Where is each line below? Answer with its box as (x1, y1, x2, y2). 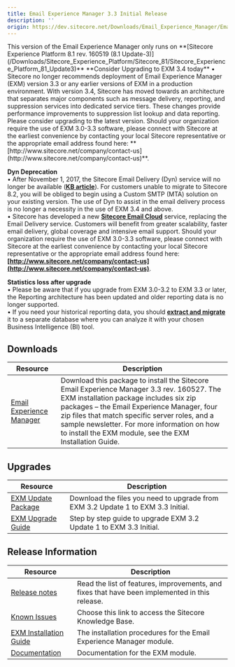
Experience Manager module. (76, 636, 174, 646)
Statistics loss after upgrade (7, 278, 92, 287)
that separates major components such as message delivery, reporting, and (7, 95, 225, 103)
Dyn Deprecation (7, 167, 58, 176)
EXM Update (10, 493, 52, 503)
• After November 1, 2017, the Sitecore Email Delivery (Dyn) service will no (7, 175, 221, 184)
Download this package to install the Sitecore (60, 376, 209, 385)
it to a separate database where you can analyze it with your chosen (7, 315, 204, 324)
